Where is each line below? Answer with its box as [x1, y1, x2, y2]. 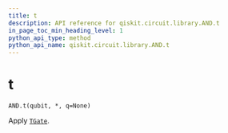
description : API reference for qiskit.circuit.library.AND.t [8, 19, 220, 27]
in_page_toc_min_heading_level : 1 [8, 26, 124, 34]
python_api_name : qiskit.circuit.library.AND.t [8, 41, 170, 49]
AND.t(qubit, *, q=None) [8, 102, 91, 110]
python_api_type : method [8, 33, 91, 42]
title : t [8, 11, 38, 20]
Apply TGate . [8, 116, 50, 126]
